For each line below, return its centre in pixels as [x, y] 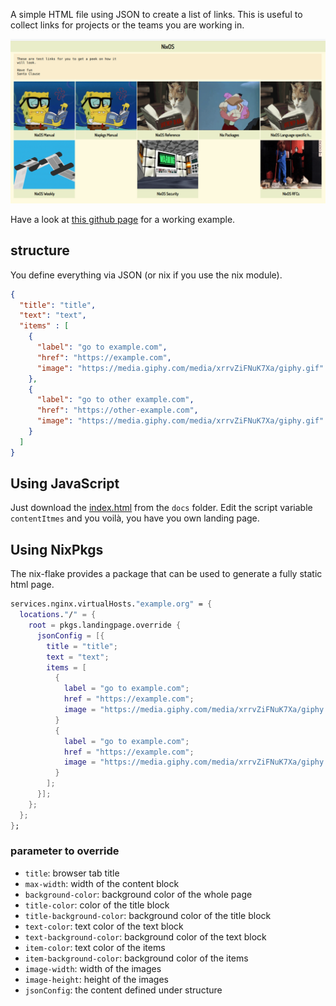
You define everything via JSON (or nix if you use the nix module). [146, 275]
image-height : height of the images [97, 979]
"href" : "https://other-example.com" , [117, 410]
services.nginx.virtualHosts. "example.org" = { [111, 604]
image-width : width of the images [93, 968]
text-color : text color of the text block [104, 926]
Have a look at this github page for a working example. [123, 219]
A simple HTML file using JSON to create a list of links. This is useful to [156, 14]
